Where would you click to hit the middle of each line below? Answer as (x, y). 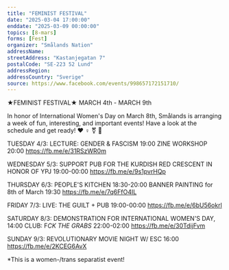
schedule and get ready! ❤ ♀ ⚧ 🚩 (55, 131)
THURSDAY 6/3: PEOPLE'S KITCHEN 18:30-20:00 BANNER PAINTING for (110, 185)
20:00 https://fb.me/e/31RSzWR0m (57, 151)
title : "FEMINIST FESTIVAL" (47, 13)
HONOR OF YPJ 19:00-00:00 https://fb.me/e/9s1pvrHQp (87, 172)
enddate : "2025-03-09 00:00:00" (53, 26)
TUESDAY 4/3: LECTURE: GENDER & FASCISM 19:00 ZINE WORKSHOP (107, 144)
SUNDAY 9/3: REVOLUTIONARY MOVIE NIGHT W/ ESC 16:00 (93, 239)
